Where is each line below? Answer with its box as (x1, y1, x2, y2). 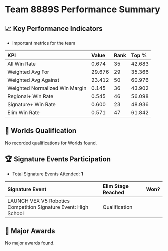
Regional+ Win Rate (7, 93, 54, 100)
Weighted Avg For (7, 69, 50, 75)
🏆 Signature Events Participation (5, 155, 111, 164)
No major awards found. (5, 240, 55, 246)
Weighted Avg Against (7, 77, 60, 83)
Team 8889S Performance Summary (5, 4, 161, 15)
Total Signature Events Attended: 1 (12, 171, 83, 177)
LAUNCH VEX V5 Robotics (7, 197, 70, 204)
